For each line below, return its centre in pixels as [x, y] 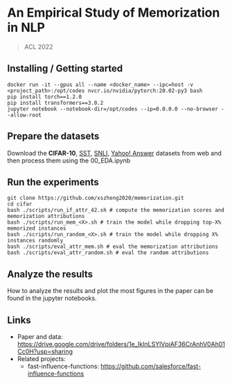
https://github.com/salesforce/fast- [151, 366]
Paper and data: [40, 337]
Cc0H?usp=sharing [45, 351]
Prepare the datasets [53, 136]
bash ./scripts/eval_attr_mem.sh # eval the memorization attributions [113, 247]
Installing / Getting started [65, 68]
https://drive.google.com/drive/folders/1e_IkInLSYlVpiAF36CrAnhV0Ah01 [121, 344]
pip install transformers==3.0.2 [55, 103]
